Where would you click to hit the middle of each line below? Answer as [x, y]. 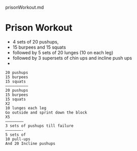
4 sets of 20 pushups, [36, 42]
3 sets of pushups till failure [39, 126]
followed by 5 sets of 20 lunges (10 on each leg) [63, 52]
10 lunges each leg [26, 108]
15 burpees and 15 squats [39, 47]
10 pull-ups [18, 139]
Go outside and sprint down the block [46, 112]
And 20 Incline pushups [30, 143]
